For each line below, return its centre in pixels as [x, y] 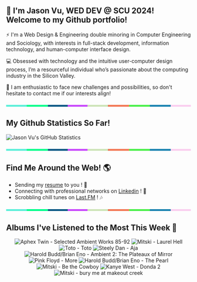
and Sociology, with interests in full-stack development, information [88, 43]
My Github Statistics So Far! [58, 123]
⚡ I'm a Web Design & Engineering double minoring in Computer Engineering [98, 34]
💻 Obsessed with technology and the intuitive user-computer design [89, 61]
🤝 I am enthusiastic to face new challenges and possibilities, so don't [89, 87]
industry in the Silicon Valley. [41, 75]
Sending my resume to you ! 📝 [51, 185]
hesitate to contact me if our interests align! [59, 93]
